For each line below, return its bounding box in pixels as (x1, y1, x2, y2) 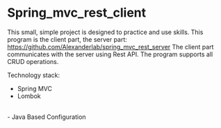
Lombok (17, 92, 42, 100)
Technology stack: (7, 71, 60, 79)
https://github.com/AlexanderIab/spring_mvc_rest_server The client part (7, 42, 214, 51)
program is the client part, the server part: (7, 35, 127, 43)
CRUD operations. (7, 57, 59, 65)
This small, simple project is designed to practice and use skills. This (7, 28, 204, 36)
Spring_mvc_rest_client (7, 5, 147, 21)
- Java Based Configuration (7, 113, 86, 121)
